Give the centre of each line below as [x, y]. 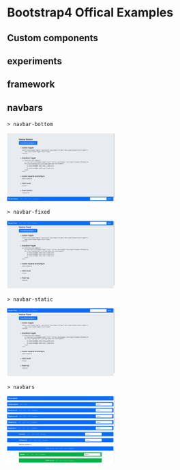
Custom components [53, 38]
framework [31, 85]
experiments [35, 61]
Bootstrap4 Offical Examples [90, 13]
